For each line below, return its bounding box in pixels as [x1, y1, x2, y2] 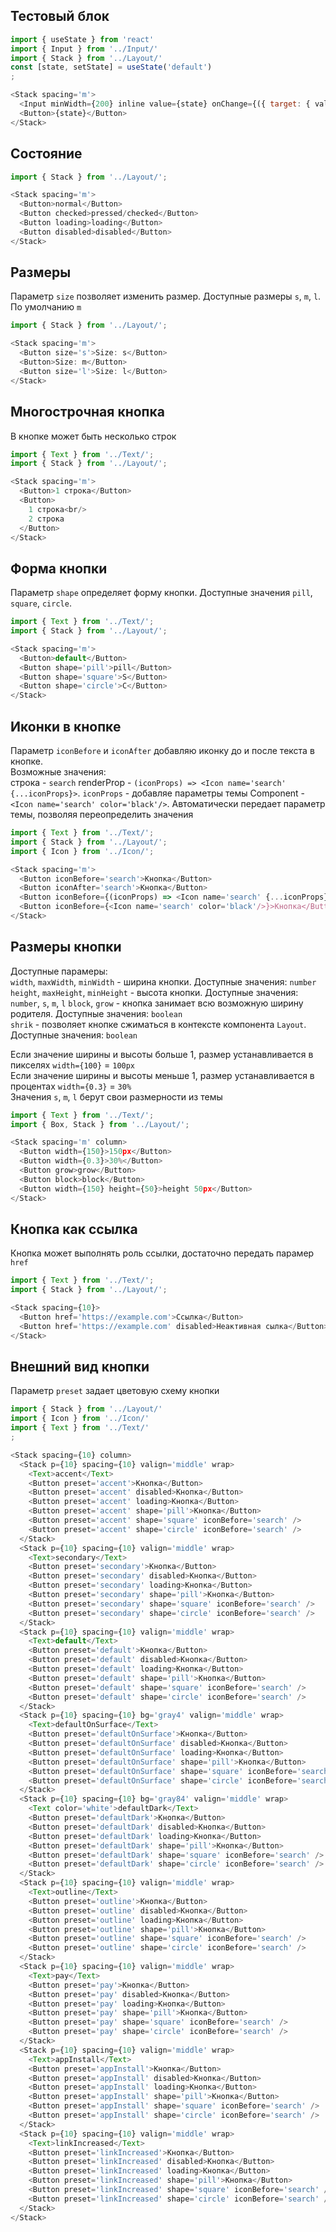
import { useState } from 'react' [10, 34, 155, 44]
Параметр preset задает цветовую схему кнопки [10, 1385, 220, 1397]
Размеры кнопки [10, 939, 122, 956]
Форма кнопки [10, 560, 108, 577]
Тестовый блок [10, 8, 110, 25]
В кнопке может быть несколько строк [10, 430, 177, 442]
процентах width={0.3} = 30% [10, 1080, 132, 1092]
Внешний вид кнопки [10, 1359, 150, 1376]
